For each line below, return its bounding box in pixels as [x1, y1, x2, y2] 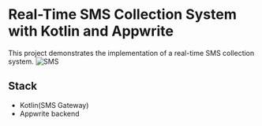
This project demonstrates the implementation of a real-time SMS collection [8, 48, 255, 57]
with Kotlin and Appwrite [8, 22, 174, 40]
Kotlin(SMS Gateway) [19, 100, 89, 109]
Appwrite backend [19, 109, 80, 118]
